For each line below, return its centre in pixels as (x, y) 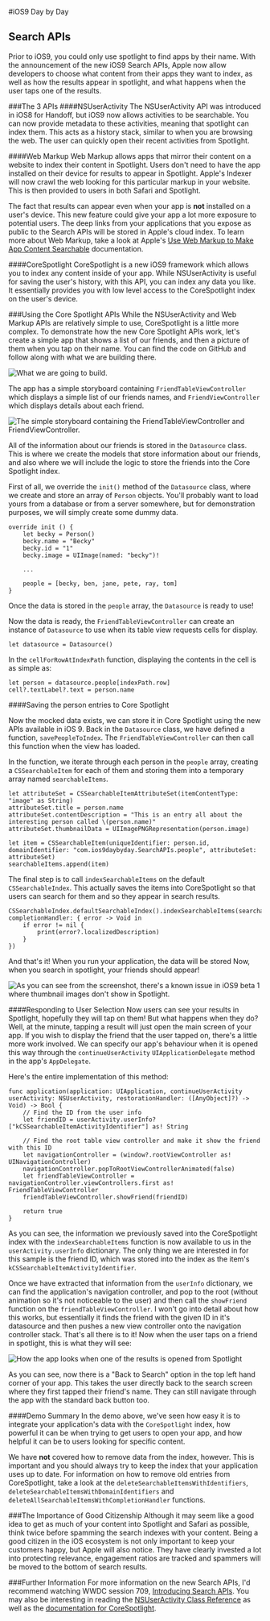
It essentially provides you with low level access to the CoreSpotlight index (132, 290)
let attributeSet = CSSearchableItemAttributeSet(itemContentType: (124, 793)
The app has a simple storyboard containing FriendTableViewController (127, 388)
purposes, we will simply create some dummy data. (93, 512)
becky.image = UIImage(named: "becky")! (91, 555)
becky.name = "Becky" (59, 541)
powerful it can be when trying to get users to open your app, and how (125, 1432)
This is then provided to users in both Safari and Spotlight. (104, 190)
